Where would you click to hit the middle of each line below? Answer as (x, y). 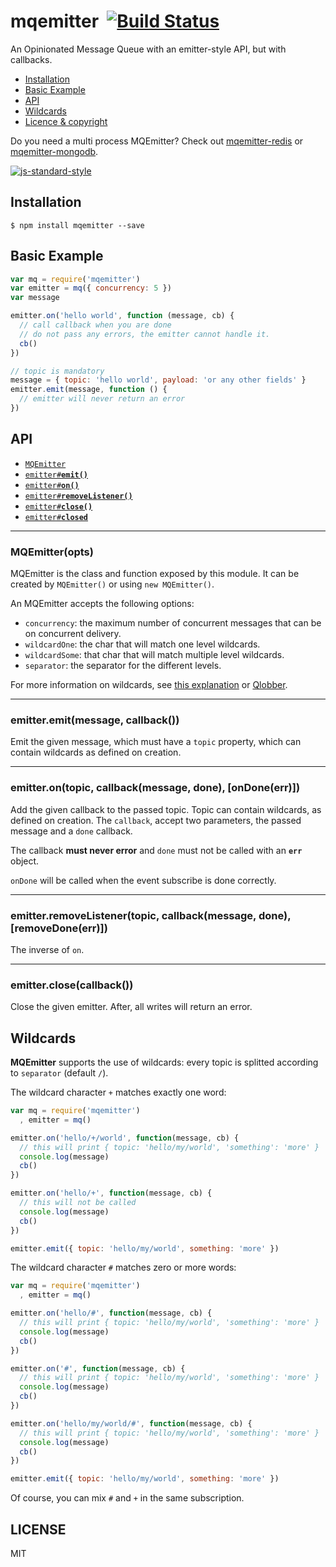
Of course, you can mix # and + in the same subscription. (127, 1498)
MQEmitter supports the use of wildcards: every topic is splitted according (164, 1062)
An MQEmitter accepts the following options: (102, 604)
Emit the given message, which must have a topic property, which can (156, 742)
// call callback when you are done (95, 325)
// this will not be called (78, 1203)
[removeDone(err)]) (59, 928)
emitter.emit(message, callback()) (95, 720)
